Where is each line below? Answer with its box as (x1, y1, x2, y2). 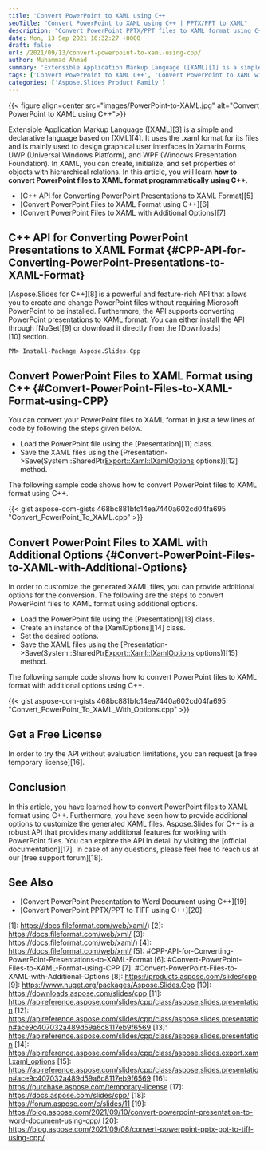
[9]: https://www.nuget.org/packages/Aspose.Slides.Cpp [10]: (8, 980, 211, 990)
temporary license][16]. (8, 757, 85, 767)
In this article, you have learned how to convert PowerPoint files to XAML (8, 802, 249, 811)
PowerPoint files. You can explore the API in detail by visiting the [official (8, 835, 246, 845)
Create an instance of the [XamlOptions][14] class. (19, 622, 186, 632)
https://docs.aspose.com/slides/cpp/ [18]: (8, 1091, 146, 1100)
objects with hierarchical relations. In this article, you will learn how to (8, 167, 238, 176)
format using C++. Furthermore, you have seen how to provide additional (8, 810, 249, 819)
